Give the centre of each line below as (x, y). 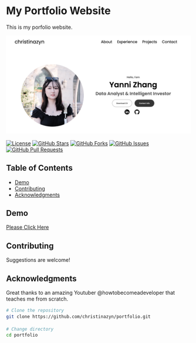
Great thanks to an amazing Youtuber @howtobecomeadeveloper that (90, 292)
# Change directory (30, 329)
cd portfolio (22, 335)
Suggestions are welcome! (38, 260)
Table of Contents (40, 168)
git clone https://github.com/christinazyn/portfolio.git (78, 317)
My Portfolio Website (58, 11)
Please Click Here (28, 227)
